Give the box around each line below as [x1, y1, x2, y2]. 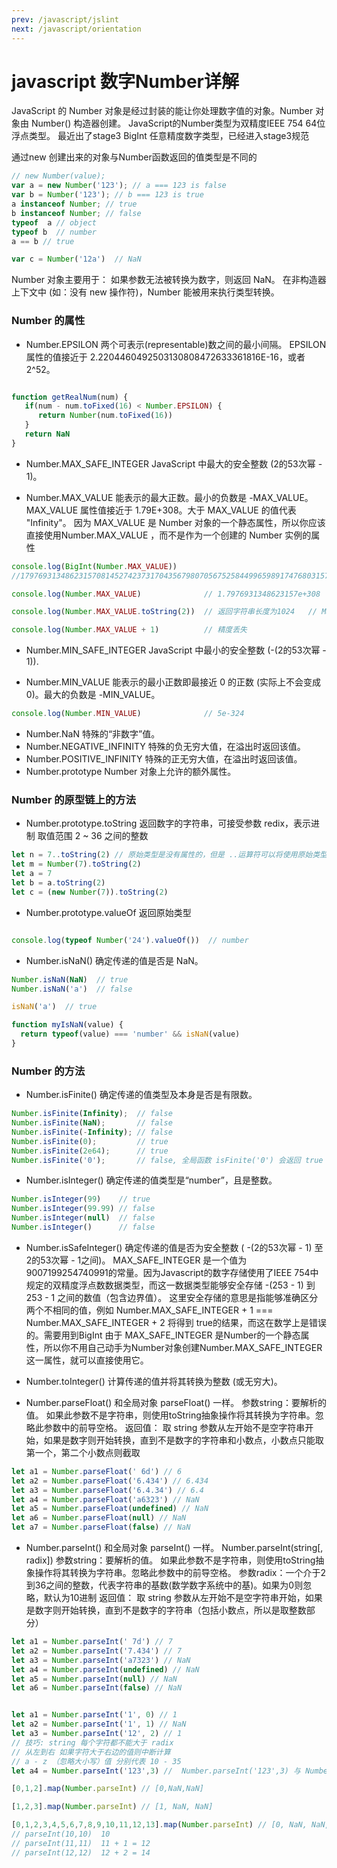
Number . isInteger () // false [11, 1222, 156, 1233]
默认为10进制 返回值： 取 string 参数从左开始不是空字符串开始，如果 [43, 1592, 323, 1604]
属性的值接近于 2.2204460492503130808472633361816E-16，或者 [25, 351, 306, 363]
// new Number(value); [11, 171, 106, 181]
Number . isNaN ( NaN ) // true [11, 974, 129, 985]
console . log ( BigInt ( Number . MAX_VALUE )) [11, 561, 178, 571]
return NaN [24, 429, 71, 440]
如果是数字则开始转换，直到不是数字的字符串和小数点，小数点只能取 [43, 1434, 324, 1446]
